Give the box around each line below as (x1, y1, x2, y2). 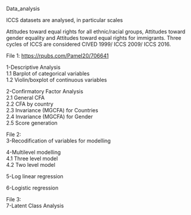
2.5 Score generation (6, 119, 58, 127)
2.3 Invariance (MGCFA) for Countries (6, 107, 98, 113)
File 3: (6, 196, 21, 203)
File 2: (6, 131, 21, 138)
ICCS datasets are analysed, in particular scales (6, 17, 123, 23)
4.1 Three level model (6, 155, 58, 162)
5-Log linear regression (6, 173, 63, 180)
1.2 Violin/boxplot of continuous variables (6, 77, 107, 83)
